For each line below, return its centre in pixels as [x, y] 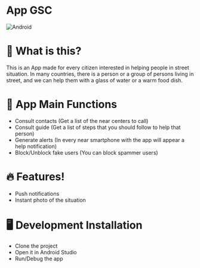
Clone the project [36, 246]
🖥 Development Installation [74, 225]
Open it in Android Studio [46, 252]
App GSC [29, 10]
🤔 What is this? [44, 51]
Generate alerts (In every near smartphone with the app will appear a [100, 140]
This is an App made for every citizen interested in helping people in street [98, 67]
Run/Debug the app [39, 258]
